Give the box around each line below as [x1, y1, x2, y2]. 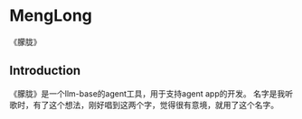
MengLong [9, 5, 93, 26]
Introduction [9, 63, 81, 78]
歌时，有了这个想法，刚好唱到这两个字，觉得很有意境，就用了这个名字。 [9, 99, 278, 110]
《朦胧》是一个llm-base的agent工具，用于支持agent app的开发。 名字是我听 [9, 87, 294, 99]
